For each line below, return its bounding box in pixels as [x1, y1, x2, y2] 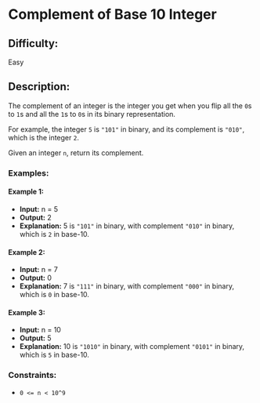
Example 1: [8, 187, 45, 197]
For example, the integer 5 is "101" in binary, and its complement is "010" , [8, 124, 245, 134]
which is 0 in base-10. [19, 290, 90, 300]
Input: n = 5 [19, 204, 59, 213]
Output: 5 [19, 333, 52, 343]
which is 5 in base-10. [19, 350, 90, 360]
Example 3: [8, 307, 45, 317]
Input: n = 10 [19, 325, 61, 335]
